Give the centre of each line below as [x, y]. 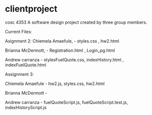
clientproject [31, 9]
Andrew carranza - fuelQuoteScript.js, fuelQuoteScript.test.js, [67, 102]
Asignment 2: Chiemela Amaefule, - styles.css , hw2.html [62, 41]
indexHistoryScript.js [26, 107]
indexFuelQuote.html [26, 65]
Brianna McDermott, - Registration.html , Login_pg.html [60, 50]
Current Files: [19, 31]
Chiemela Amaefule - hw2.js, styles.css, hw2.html [55, 84]
